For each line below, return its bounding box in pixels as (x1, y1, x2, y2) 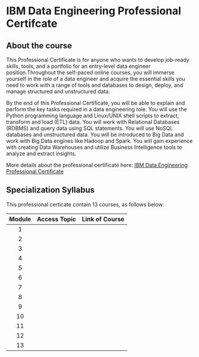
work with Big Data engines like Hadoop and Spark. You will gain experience (6, 137, 193, 144)
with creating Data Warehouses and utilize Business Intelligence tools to (6, 144, 182, 151)
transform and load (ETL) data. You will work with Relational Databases (6, 118, 180, 126)
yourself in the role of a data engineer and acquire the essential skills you (6, 76, 185, 82)
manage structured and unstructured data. (6, 88, 110, 95)
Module (9, 215, 31, 223)
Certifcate (6, 17, 58, 30)
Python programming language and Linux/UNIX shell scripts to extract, (6, 112, 179, 119)
